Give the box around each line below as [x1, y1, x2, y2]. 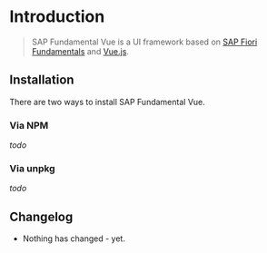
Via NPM [9, 119, 49, 131]
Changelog [9, 209, 74, 224]
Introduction [9, 6, 105, 27]
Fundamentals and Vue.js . [31, 45, 130, 56]
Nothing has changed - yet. [22, 233, 125, 244]
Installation [9, 73, 74, 88]
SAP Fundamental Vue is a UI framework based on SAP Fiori [31, 36, 258, 47]
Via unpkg [9, 161, 56, 174]
